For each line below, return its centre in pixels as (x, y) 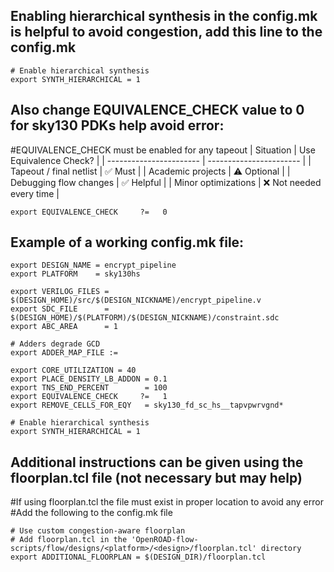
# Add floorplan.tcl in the (69, 540)
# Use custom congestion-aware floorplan (98, 531)
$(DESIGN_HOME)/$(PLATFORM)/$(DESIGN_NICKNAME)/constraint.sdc (145, 318)
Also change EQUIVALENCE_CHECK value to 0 (157, 110)
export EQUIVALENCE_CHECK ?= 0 (89, 212)
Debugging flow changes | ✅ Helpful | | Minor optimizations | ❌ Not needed (166, 182)
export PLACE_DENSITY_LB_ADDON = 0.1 (89, 379)
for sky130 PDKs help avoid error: (117, 125)
